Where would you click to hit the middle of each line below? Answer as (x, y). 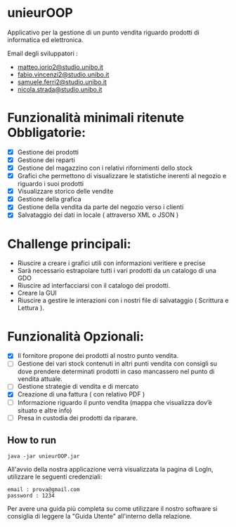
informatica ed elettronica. (46, 39)
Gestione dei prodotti (48, 152)
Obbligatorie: (47, 133)
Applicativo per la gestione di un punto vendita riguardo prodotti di (104, 32)
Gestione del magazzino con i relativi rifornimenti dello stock (105, 168)
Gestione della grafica (50, 199)
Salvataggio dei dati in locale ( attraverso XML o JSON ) (98, 215)
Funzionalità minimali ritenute (96, 118)
